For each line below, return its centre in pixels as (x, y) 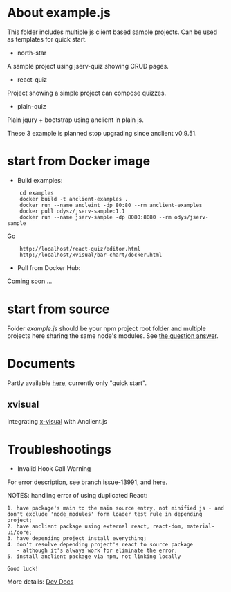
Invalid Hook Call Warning (54, 468)
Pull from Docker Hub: (49, 267)
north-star (32, 53)
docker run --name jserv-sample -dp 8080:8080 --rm (95, 217)
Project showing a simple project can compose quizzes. (87, 93)
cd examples (37, 193)
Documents (41, 364)
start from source (58, 309)
